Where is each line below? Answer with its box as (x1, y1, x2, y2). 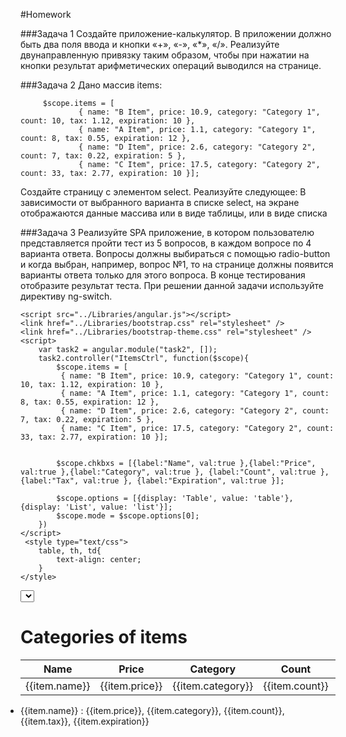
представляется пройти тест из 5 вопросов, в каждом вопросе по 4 (20, 237, 312, 249)
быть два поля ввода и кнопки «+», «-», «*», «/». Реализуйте (20, 39, 280, 50)
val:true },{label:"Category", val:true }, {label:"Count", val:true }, (20, 467, 330, 477)
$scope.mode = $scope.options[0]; (56, 511, 200, 521)
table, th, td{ (38, 546, 102, 556)
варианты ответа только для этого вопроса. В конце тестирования (20, 269, 306, 281)
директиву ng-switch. (20, 290, 113, 302)
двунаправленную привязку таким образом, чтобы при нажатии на (20, 49, 310, 61)
